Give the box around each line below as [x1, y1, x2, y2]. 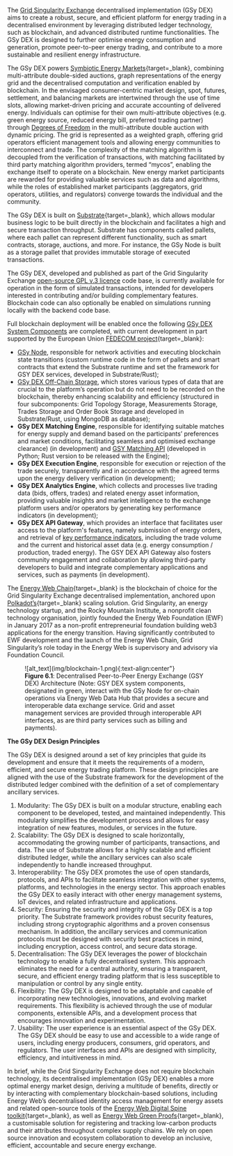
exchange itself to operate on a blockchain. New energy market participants [7, 168, 225, 176]
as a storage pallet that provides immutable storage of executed [7, 248, 191, 256]
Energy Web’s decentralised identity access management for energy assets [7, 1097, 224, 1105]
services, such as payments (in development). [17, 570, 150, 579]
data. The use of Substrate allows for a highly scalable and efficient [17, 846, 211, 854]
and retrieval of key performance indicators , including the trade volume [17, 533, 222, 542]
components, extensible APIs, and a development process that [17, 1009, 197, 1017]
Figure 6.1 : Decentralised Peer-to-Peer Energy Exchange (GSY [24, 672, 204, 680]
